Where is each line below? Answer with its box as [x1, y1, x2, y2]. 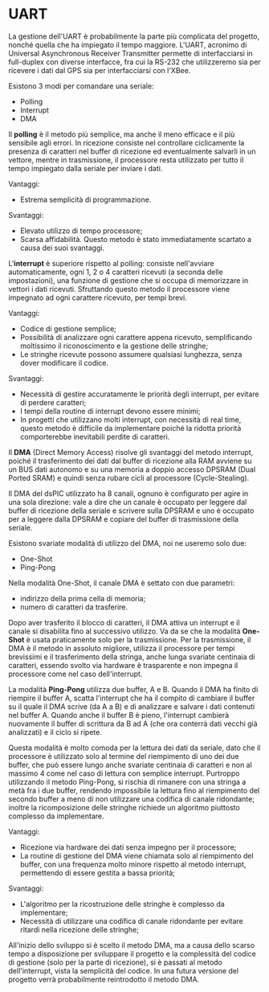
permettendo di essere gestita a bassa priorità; [19, 867, 175, 877]
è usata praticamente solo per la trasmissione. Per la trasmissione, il [26, 634, 251, 644]
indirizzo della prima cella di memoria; [19, 593, 146, 603]
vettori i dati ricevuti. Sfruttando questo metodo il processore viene [8, 284, 230, 293]
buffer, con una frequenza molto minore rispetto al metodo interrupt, [19, 859, 247, 869]
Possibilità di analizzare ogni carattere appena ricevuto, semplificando [19, 332, 253, 342]
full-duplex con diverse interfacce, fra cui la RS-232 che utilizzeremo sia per [8, 57, 261, 67]
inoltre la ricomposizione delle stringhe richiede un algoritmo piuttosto [8, 802, 241, 812]
